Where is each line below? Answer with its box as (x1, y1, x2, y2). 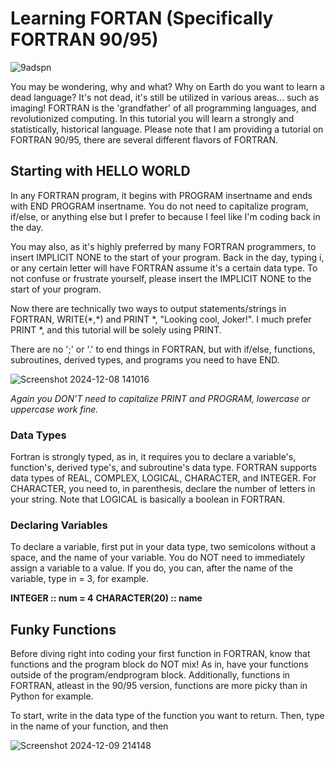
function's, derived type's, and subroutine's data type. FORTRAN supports (10, 462, 317, 474)
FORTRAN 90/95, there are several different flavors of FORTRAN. (10, 133, 279, 146)
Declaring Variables (10, 518, 108, 532)
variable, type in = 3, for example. (10, 573, 150, 585)
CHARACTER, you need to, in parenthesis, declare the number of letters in (10, 483, 316, 495)
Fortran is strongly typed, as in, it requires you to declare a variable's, (10, 451, 297, 463)
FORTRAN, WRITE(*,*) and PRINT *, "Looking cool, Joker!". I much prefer (10, 313, 312, 325)
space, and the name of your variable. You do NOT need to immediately (10, 552, 306, 564)
